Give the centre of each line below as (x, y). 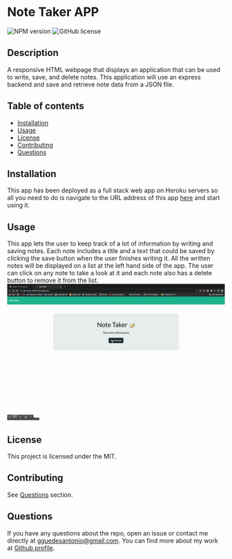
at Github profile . (31, 548)
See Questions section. (40, 495)
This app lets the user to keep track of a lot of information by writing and (110, 244)
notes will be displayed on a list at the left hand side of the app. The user (110, 266)
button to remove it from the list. (53, 280)
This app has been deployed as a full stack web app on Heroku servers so (113, 190)
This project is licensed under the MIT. (62, 456)
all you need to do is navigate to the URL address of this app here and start (114, 198)
